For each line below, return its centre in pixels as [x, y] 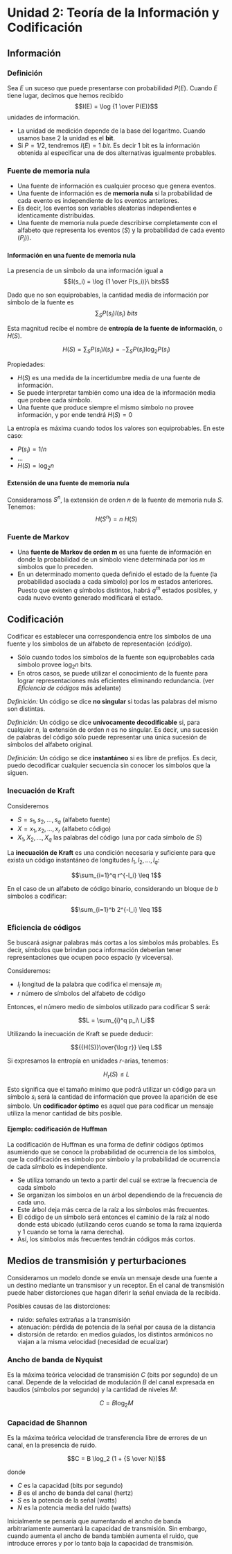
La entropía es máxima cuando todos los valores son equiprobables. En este [116, 428]
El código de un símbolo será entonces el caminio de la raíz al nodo [113, 1217]
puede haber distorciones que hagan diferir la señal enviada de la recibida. [114, 1292]
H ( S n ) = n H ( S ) [116, 518]
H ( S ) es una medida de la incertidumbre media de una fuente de [109, 377]
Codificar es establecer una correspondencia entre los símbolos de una [109, 636]
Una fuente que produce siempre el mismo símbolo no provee [105, 407]
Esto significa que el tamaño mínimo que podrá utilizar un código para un [111, 1089]
